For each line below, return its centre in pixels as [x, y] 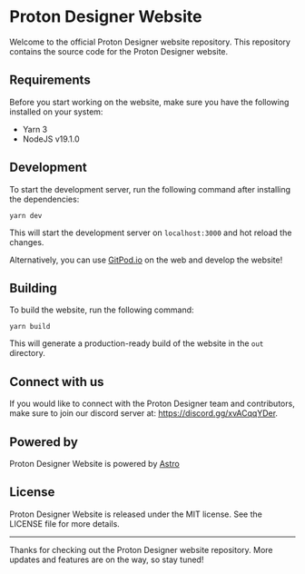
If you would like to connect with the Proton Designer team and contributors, [152, 404]
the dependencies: [44, 199]
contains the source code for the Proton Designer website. [119, 51]
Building [33, 288]
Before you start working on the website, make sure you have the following [149, 102]
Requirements [50, 80]
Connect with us [57, 382]
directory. [27, 353]
